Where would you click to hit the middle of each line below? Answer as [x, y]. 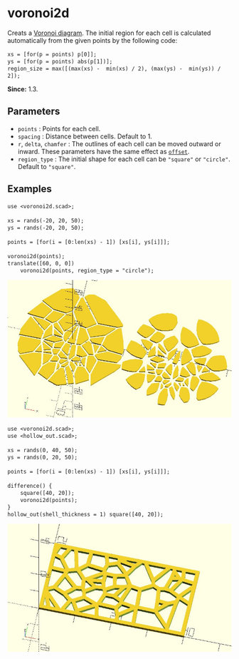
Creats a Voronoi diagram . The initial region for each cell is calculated [109, 33]
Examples [30, 189]
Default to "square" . [47, 166]
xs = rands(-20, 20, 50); [46, 220]
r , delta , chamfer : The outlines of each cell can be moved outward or [119, 143]
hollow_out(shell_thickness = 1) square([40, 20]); [85, 515]
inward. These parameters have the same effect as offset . [103, 151]
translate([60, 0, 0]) [41, 263]
